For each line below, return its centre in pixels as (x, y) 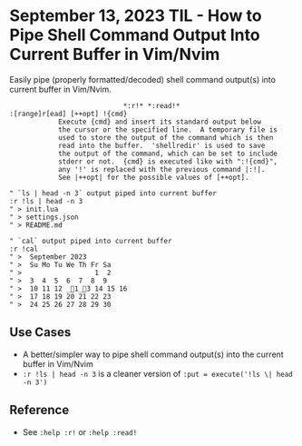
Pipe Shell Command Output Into (135, 35)
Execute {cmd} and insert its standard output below (159, 122)
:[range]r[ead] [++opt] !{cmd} (68, 114)
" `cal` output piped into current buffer (91, 241)
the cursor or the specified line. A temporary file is (168, 129)
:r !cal (24, 249)
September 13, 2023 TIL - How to (136, 16)
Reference (39, 410)
